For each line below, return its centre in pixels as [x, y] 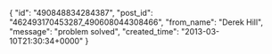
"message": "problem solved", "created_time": [95, 31]
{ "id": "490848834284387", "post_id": [81, 13]
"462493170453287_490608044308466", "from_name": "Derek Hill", [136, 22]
